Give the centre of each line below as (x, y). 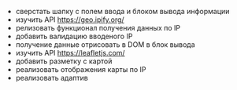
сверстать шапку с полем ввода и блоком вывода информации (122, 11)
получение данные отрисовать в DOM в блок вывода (105, 45)
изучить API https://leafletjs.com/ (70, 53)
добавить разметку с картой (64, 61)
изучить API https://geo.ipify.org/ (70, 20)
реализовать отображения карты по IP (81, 69)
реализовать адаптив (52, 78)
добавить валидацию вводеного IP (74, 36)
